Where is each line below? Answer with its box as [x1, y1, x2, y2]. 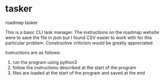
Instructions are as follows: [5, 49, 61, 55]
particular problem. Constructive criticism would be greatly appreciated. [5, 39, 154, 45]
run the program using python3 [12, 59, 77, 65]
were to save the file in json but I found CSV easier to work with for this [5, 34, 152, 40]
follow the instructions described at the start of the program [12, 64, 136, 70]
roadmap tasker [5, 19, 38, 25]
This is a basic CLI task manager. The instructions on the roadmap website [5, 29, 159, 35]
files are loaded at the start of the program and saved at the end [12, 69, 145, 75]
